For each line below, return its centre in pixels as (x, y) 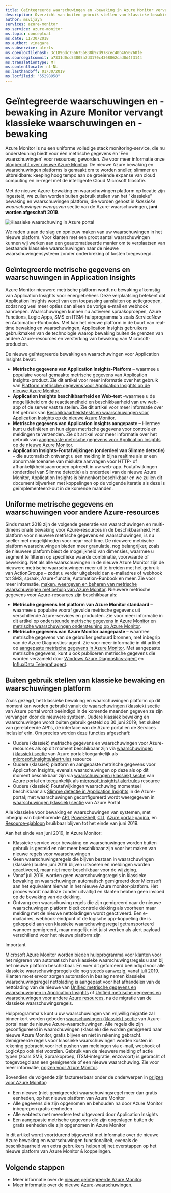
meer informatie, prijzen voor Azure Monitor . (52, 1068)
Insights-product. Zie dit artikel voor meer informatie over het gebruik (85, 380)
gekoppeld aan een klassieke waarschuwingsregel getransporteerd (83, 924)
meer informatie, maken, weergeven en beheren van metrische (71, 584)
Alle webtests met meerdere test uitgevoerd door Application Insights (85, 1115)
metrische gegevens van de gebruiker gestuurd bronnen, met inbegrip (86, 637)
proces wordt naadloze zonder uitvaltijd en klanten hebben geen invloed (89, 892)
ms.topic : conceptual (28, 34)
